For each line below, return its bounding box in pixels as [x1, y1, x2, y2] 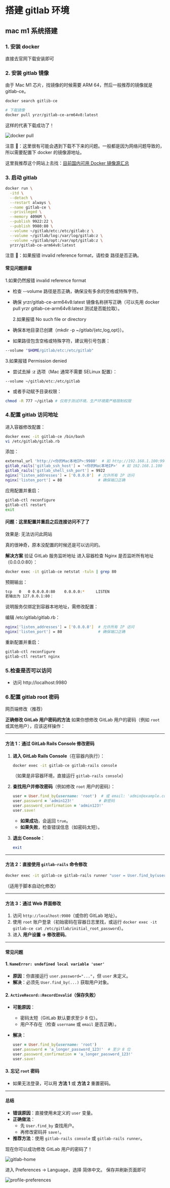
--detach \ [10, 195, 33, 200]
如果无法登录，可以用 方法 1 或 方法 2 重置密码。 [12, 1080, 114, 1086]
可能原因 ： [12, 1004, 35, 1010]
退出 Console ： [12, 835, 46, 841]
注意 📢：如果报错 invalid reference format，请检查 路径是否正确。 [5, 252, 142, 258]
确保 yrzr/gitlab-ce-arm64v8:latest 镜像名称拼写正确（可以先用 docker [12, 299, 160, 305]
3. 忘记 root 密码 [5, 1068, 39, 1074]
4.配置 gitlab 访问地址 [5, 411, 58, 419]
